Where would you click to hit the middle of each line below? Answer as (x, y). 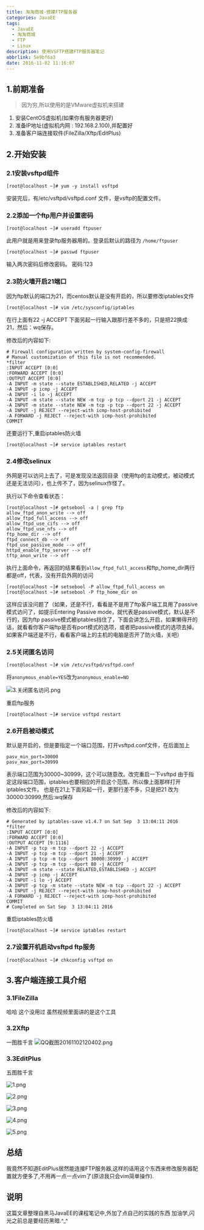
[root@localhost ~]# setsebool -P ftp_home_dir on (72, 592)
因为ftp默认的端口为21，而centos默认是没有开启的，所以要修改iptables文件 (100, 296)
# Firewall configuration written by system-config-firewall (86, 352)
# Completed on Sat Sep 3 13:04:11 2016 (60, 907)
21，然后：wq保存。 (32, 327)
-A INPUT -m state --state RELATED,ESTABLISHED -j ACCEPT (81, 870)
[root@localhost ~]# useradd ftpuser (54, 229)
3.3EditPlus (24, 1058)
